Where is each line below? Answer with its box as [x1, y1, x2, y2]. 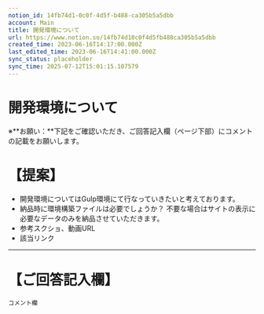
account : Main [8, 19, 55, 27]
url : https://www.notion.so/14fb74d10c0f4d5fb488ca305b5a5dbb [8, 33, 216, 42]
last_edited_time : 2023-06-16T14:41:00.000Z [8, 48, 156, 56]
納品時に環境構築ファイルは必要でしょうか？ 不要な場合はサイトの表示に [19, 203, 256, 213]
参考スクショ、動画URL [19, 223, 96, 232]
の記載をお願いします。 [8, 136, 84, 145]
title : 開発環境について [8, 26, 80, 34]
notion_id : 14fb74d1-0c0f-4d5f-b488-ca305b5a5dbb [8, 11, 174, 20]
